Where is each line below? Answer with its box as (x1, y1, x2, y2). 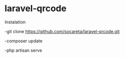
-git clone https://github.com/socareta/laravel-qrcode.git (4, 28, 120, 34)
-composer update (4, 38, 43, 44)
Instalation (4, 19, 26, 25)
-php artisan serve (4, 47, 42, 53)
